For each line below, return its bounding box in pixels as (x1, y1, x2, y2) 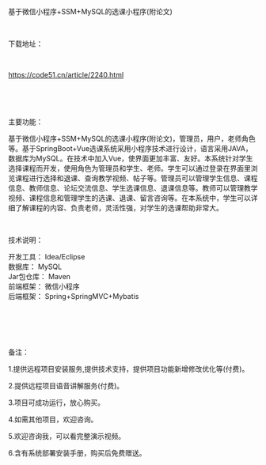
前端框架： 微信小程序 (8, 282, 80, 291)
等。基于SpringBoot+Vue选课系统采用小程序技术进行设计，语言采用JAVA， (8, 144, 253, 153)
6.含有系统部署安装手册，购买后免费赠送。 (8, 448, 146, 457)
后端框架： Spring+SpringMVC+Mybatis (8, 292, 139, 301)
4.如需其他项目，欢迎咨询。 (8, 414, 98, 424)
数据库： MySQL (8, 262, 63, 271)
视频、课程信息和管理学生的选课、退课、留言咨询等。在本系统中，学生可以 (8, 193, 251, 202)
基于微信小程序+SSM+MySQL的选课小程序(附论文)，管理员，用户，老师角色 (8, 134, 256, 143)
